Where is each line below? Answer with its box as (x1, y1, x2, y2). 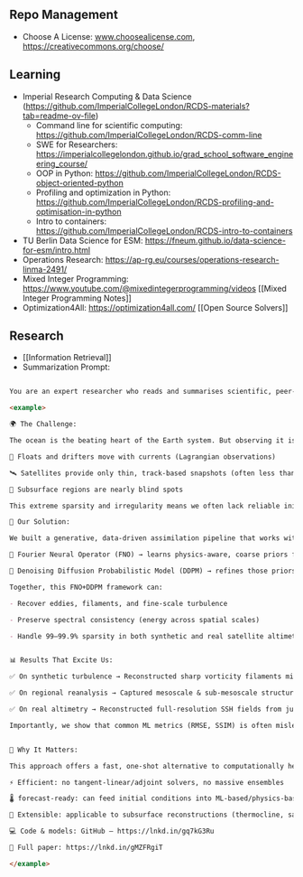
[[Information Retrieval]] (22, 352, 112, 363)
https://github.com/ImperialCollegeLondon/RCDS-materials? (25, 100, 250, 111)
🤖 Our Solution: (9, 518, 70, 527)
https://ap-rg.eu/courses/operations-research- (105, 254, 280, 265)
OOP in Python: (35, 167, 94, 179)
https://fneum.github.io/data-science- (144, 235, 287, 246)
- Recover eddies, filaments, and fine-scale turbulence (9, 599, 228, 608)
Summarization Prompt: (22, 361, 111, 373)
